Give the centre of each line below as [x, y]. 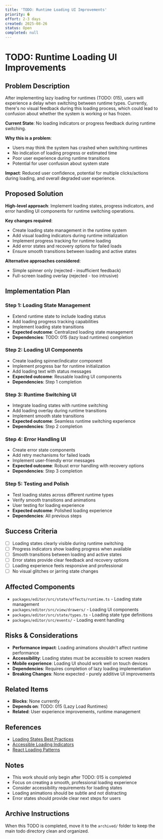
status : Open [19, 28]
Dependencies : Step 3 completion [47, 471]
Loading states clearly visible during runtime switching [68, 543]
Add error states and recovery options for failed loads [67, 246]
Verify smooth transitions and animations [54, 500]
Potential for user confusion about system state [61, 163]
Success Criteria [31, 531]
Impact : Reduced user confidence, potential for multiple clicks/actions [77, 173]
